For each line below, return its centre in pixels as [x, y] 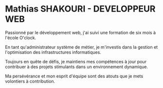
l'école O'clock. [21, 38]
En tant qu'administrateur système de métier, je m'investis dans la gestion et [81, 47]
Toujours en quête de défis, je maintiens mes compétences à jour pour [76, 61]
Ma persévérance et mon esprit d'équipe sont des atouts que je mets [74, 76]
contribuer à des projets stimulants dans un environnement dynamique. [77, 67]
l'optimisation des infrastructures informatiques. [53, 52]
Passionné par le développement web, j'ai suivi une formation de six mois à [81, 32]
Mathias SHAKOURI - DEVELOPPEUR [80, 9]
